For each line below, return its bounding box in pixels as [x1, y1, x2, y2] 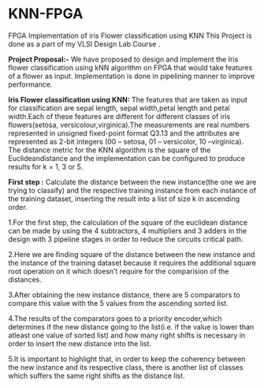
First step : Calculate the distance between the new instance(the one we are [8, 177, 257, 186]
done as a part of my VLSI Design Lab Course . [8, 39, 161, 48]
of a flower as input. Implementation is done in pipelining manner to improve [8, 71, 255, 80]
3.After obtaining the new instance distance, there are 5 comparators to [8, 289, 240, 300]
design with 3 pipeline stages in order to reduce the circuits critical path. [8, 234, 244, 244]
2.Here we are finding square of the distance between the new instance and [8, 249, 255, 259]
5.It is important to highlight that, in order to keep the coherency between [8, 354, 246, 364]
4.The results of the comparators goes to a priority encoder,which [8, 313, 222, 323]
